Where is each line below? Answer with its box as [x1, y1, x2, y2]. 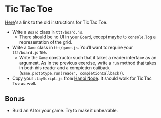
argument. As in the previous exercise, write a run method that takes [19, 60, 157, 66]
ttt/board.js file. [12, 50, 47, 55]
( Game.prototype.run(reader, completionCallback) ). [19, 70, 125, 76]
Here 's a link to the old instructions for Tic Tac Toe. [5, 19, 107, 25]
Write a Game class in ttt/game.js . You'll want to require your [12, 44, 133, 50]
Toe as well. [12, 80, 36, 86]
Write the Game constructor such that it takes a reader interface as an [19, 54, 157, 60]
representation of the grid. [19, 39, 72, 45]
